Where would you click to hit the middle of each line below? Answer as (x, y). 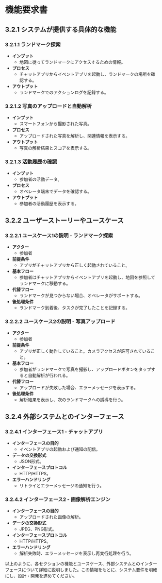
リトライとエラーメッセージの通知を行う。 (62, 486)
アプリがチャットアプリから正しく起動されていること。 (74, 265)
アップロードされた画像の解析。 (51, 517)
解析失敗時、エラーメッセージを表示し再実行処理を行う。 (76, 553)
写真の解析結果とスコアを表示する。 (56, 148)
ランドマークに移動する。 (45, 283)
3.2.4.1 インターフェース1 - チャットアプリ (54, 431)
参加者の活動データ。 (40, 179)
